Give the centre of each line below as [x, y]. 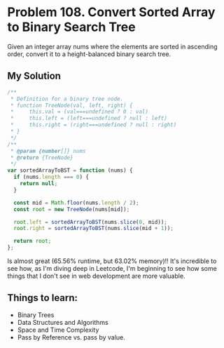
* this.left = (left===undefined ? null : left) [89, 119]
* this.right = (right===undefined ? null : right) [93, 125]
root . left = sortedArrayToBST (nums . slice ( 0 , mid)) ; [91, 222]
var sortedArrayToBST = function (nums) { [70, 170]
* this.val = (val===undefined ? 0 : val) [79, 112]
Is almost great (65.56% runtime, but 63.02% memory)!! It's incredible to [112, 261]
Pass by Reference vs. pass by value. [71, 337]
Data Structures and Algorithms [63, 322]
